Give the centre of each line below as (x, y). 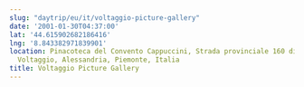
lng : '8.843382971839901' (58, 43)
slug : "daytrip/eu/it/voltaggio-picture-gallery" (105, 18)
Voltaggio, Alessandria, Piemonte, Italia (99, 60)
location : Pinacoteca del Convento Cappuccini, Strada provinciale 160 (147, 52)
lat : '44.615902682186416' (60, 34)
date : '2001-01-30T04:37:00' (64, 26)
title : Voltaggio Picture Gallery (75, 69)
